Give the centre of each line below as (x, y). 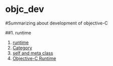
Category (22, 47)
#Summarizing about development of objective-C (57, 23)
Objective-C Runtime (34, 58)
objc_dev (25, 9)
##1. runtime (18, 32)
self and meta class (33, 53)
